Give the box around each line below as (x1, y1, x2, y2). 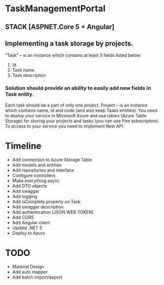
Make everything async (12, 178, 60, 183)
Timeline (5, 140, 42, 151)
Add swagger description (12, 204, 64, 210)
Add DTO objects (12, 183, 47, 189)
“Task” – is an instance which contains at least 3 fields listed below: (5, 52, 141, 58)
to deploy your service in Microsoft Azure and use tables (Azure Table (5, 112, 147, 118)
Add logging (12, 193, 37, 199)
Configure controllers (12, 172, 55, 178)
